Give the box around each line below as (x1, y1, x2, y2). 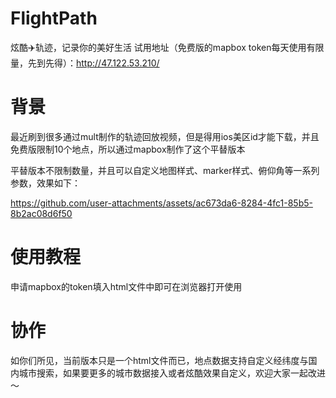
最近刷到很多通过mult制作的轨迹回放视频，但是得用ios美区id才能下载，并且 (10, 130, 320, 142)
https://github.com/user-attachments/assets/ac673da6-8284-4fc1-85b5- (10, 197, 313, 209)
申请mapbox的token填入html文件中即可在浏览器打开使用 (10, 280, 243, 292)
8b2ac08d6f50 (10, 207, 73, 219)
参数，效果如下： (10, 177, 81, 189)
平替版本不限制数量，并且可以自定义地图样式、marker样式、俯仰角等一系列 (10, 164, 320, 176)
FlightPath (10, 7, 98, 30)
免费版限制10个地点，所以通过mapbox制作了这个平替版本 (10, 143, 246, 155)
